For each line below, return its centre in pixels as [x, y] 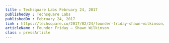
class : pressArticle [28, 33]
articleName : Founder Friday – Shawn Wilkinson [57, 28]
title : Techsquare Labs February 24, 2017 [52, 10]
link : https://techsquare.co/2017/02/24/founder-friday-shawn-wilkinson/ [85, 23]
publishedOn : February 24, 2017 [40, 19]
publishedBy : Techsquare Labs [38, 14]
